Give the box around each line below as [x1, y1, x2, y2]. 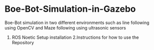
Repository [11, 39, 34, 45]
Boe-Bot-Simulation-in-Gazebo [4, 3, 136, 15]
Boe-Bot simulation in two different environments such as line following [4, 20, 150, 25]
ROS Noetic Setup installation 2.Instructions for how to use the [11, 34, 139, 40]
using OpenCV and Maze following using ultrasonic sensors [4, 25, 126, 30]
